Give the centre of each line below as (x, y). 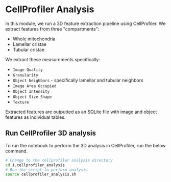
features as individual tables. (35, 117)
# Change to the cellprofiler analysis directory (59, 160)
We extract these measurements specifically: (53, 59)
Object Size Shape (32, 97)
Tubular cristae (29, 49)
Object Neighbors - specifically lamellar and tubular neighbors (78, 80)
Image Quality (28, 70)
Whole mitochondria (34, 39)
